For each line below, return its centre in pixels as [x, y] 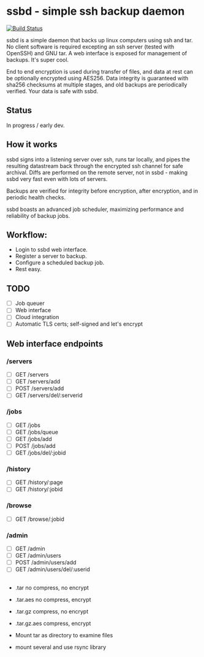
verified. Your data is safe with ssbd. [52, 91]
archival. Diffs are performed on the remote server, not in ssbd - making [97, 172]
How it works [32, 144]
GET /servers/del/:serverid [49, 395]
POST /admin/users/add [46, 563]
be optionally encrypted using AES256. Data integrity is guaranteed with [97, 78]
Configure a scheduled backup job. [60, 263]
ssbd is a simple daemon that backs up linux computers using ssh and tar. [100, 40]
